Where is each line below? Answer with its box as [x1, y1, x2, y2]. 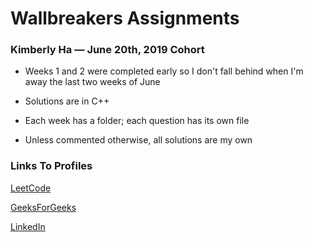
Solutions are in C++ [24, 95, 110, 107]
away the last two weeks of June [24, 76, 161, 88]
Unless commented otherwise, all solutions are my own [24, 134, 253, 146]
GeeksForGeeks [10, 201, 77, 213]
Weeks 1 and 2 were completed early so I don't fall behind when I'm [24, 65, 304, 77]
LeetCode [10, 182, 52, 194]
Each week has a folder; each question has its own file [24, 115, 250, 127]
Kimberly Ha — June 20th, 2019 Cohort [10, 43, 205, 57]
